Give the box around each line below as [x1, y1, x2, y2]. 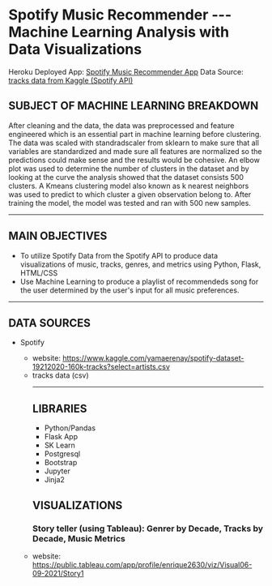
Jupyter [44, 466, 70, 476]
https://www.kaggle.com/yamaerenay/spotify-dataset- [62, 353, 244, 363]
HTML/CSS [19, 267, 58, 277]
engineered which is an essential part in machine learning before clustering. [8, 129, 261, 139]
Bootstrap [44, 458, 78, 468]
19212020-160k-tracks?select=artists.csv [32, 362, 170, 372]
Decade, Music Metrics [32, 533, 125, 544]
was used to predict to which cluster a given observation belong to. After [8, 189, 252, 199]
